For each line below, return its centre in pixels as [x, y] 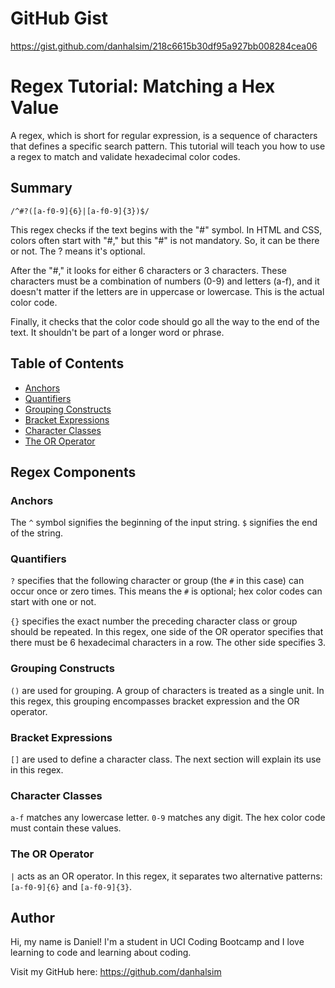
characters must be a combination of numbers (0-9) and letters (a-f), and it [165, 281]
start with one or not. [53, 602]
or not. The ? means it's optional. [78, 251]
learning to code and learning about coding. [101, 953]
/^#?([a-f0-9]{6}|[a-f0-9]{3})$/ [80, 211]
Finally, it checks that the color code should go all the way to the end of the [165, 321]
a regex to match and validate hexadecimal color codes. [125, 156]
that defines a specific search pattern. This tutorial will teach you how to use [168, 146]
